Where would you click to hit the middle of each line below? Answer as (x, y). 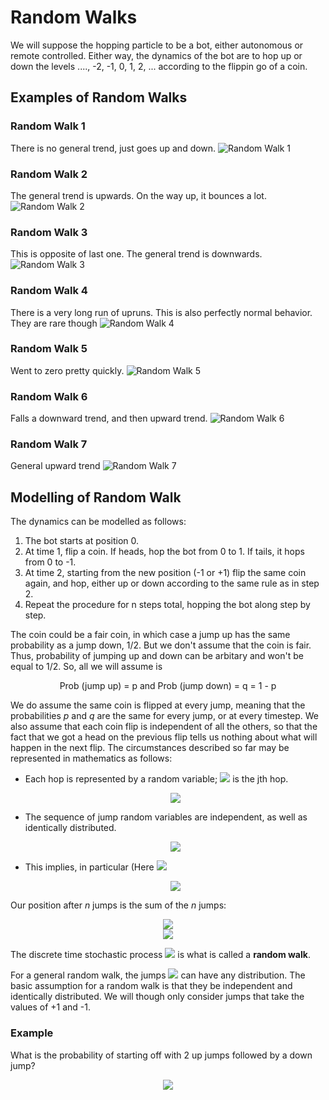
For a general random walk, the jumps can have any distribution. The (158, 975)
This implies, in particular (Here (89, 867)
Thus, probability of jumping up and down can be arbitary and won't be (157, 656)
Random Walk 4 (49, 291)
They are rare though (54, 323)
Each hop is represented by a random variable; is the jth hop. (156, 779)
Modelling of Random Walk (96, 497)
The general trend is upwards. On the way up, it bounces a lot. (138, 195)
